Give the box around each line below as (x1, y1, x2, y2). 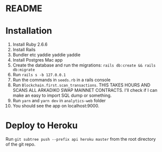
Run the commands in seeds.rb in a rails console (12, 77, 111, 83)
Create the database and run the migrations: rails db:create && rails (12, 62, 156, 68)
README (5, 3, 43, 14)
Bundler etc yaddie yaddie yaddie (12, 52, 81, 58)
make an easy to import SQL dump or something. (12, 92, 112, 98)
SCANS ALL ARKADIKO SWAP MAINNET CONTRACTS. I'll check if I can (12, 87, 158, 93)
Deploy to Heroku (5, 120, 78, 131)
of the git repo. (5, 141, 36, 147)
